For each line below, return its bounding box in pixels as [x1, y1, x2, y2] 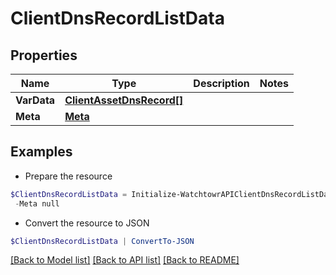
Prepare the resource [24, 170, 113, 182]
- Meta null [14, 198, 60, 209]
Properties [10, 47, 78, 64]
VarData [15, 93, 56, 107]
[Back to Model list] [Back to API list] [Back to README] [10, 254, 240, 266]
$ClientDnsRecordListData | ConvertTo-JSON [10, 236, 195, 246]
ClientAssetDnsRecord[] [64, 93, 184, 107]
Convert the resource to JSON [24, 217, 150, 229]
